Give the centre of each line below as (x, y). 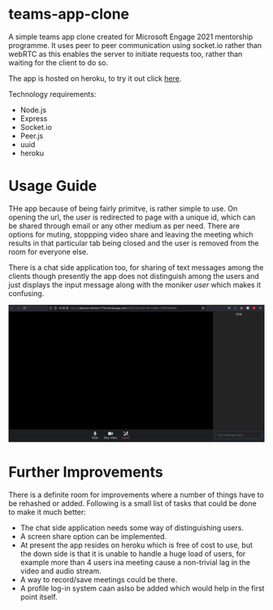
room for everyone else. (49, 251)
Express (34, 118)
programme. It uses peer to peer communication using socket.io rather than (135, 45)
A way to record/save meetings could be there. (99, 579)
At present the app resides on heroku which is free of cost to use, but (136, 545)
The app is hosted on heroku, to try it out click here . (95, 78)
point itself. (39, 597)
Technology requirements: (52, 94)
